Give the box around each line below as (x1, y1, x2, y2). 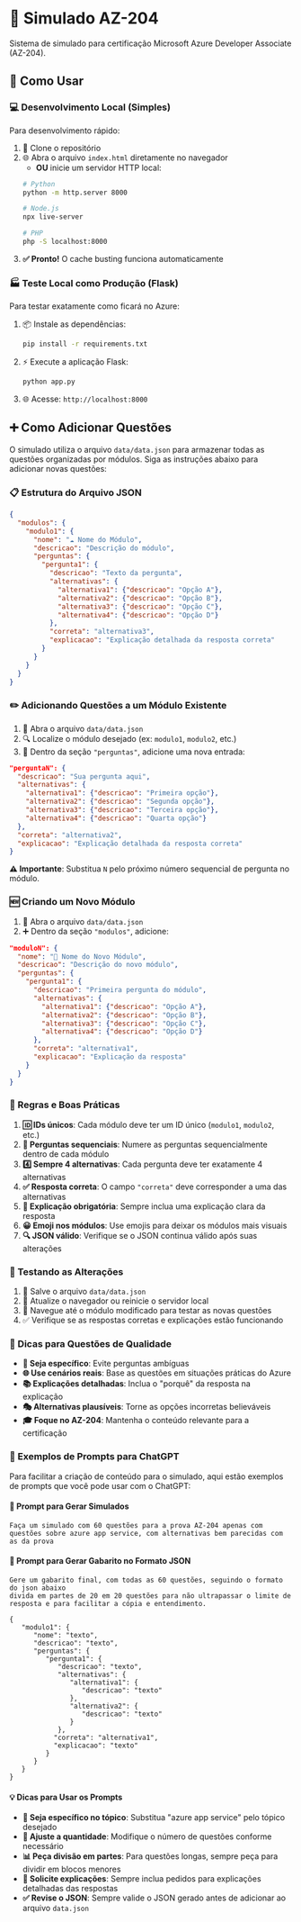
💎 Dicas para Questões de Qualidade (9, 1338, 173, 1350)
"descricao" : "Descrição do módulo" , (32, 544, 175, 553)
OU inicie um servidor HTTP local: (35, 162, 162, 173)
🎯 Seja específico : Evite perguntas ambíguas (22, 1358, 190, 1369)
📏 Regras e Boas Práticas (9, 1098, 120, 1111)
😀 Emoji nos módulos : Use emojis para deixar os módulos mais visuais (22, 1220, 288, 1231)
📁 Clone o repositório (22, 142, 102, 153)
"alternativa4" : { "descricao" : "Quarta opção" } (25, 814, 207, 823)
